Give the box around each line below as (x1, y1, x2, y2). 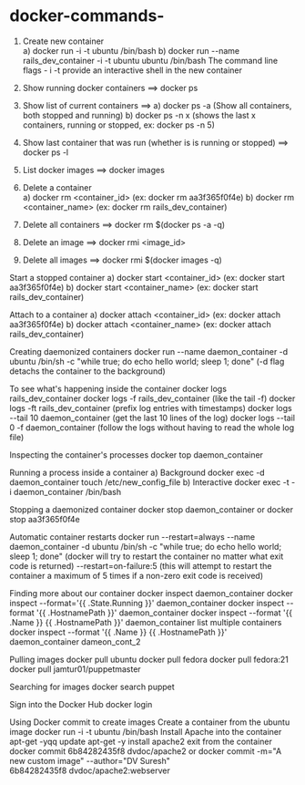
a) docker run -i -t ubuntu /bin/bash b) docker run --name (22, 45, 239, 56)
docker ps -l (22, 147, 69, 158)
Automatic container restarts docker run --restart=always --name (9, 531, 256, 542)
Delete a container (22, 181, 93, 192)
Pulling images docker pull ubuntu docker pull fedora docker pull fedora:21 (9, 654, 290, 665)
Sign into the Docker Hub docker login (9, 698, 153, 709)
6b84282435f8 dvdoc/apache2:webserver (9, 765, 170, 776)
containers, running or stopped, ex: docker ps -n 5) (22, 119, 216, 130)
